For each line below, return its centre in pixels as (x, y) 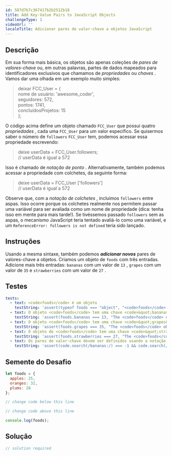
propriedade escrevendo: (32, 142)
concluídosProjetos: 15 (41, 110)
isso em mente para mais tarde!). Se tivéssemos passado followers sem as (85, 214)
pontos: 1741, (31, 105)
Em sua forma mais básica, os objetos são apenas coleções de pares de (81, 62)
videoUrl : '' (19, 24)
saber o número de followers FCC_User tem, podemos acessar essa (76, 136)
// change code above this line (40, 411)
